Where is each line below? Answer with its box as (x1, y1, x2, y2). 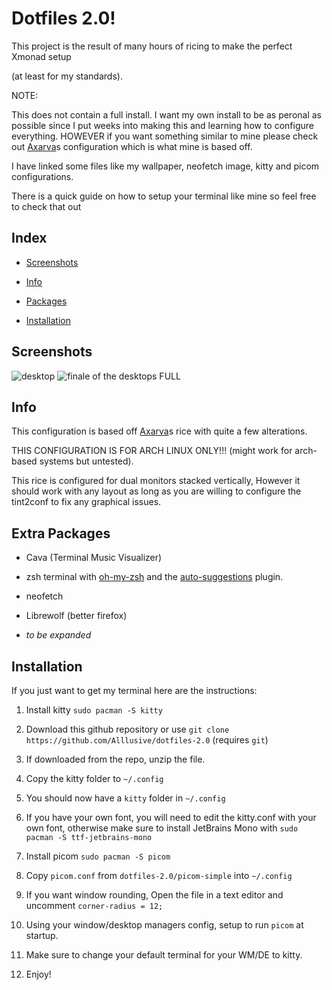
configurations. (11, 170, 74, 182)
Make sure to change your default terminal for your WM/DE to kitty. (25, 949, 303, 961)
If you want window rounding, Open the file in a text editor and (25, 889, 284, 901)
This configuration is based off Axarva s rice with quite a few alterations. (11, 425, 308, 437)
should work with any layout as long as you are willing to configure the (11, 485, 302, 497)
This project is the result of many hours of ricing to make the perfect (11, 40, 293, 52)
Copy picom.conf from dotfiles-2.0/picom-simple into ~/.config (25, 870, 293, 881)
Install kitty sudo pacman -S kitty (25, 704, 163, 716)
